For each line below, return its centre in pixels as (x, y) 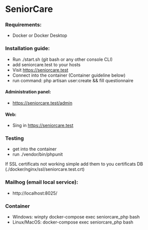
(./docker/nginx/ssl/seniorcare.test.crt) (45, 169)
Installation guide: (27, 48)
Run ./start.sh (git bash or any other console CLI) (63, 59)
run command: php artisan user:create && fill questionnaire (73, 80)
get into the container (34, 149)
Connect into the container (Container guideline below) (69, 75)
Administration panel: (28, 92)
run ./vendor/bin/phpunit (38, 154)
